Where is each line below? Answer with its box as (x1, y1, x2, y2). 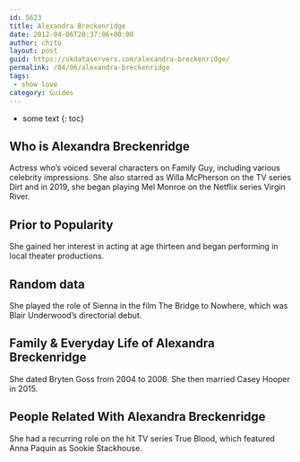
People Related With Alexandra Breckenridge (9, 409, 266, 424)
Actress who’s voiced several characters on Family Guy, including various (9, 162, 280, 173)
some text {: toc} (21, 113, 85, 124)
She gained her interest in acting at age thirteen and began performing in (9, 241, 279, 252)
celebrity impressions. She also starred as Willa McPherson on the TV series (9, 172, 292, 183)
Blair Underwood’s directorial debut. (9, 309, 142, 320)
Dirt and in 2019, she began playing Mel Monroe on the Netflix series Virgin (9, 181, 287, 193)
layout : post (9, 47, 58, 56)
